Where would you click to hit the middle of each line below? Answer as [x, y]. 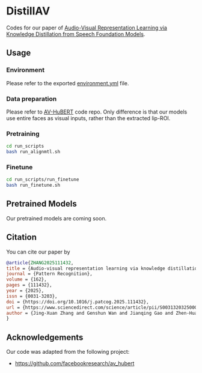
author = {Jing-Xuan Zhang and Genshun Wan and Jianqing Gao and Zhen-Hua [102, 313]
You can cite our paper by [38, 252]
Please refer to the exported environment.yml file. [68, 83]
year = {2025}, [25, 291]
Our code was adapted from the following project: [68, 352]
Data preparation [32, 99]
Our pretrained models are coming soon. [57, 218]
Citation [22, 238]
